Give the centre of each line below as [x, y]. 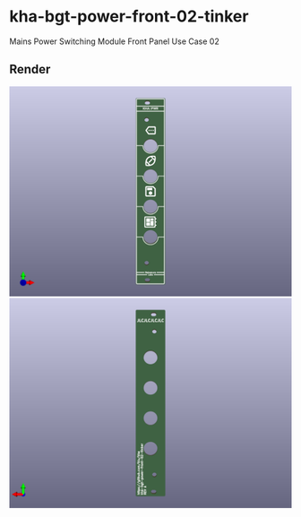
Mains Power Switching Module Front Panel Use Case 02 [114, 41]
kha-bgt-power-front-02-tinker [129, 17]
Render [30, 69]
